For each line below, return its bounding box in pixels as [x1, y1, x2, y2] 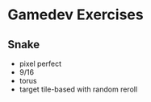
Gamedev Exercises [7, 6, 144, 24]
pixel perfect [19, 59, 62, 68]
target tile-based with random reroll [19, 84, 138, 94]
